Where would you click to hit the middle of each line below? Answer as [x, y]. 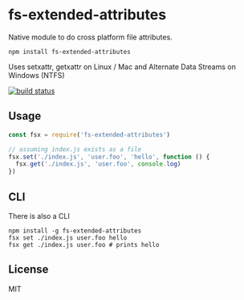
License [28, 270]
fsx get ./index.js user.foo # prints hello [84, 245]
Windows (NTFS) [37, 75]
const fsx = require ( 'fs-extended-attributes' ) [89, 134]
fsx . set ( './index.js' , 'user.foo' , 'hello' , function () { [109, 157]
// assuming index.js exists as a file [75, 149]
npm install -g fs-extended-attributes [75, 231]
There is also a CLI [39, 216]
